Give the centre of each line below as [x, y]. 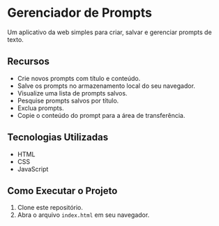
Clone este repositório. [50, 208]
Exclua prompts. [40, 108]
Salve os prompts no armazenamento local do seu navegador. [106, 86]
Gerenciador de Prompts [80, 13]
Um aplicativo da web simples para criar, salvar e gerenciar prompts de [109, 32]
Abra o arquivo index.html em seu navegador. [83, 215]
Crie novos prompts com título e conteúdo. [79, 78]
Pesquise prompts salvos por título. [68, 100]
